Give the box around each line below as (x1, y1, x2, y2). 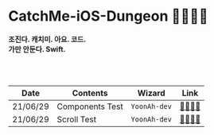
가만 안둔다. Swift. (8, 44, 66, 54)
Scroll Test (56, 114, 97, 125)
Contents (72, 87, 108, 98)
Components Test (56, 101, 123, 112)
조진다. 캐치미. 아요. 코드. (8, 34, 87, 44)
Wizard (137, 87, 165, 98)
